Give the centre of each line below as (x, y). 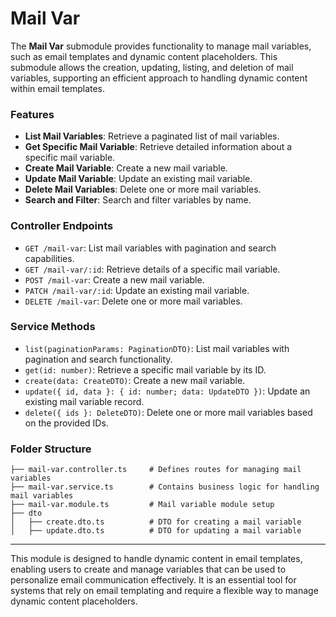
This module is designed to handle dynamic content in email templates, (156, 559)
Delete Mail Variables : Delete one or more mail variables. (143, 189)
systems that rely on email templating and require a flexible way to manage (164, 591)
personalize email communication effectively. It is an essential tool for (153, 580)
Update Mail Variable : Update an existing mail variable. (138, 179)
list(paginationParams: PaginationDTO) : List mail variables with (157, 348)
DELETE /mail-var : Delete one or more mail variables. (133, 301)
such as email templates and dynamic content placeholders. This (144, 56)
